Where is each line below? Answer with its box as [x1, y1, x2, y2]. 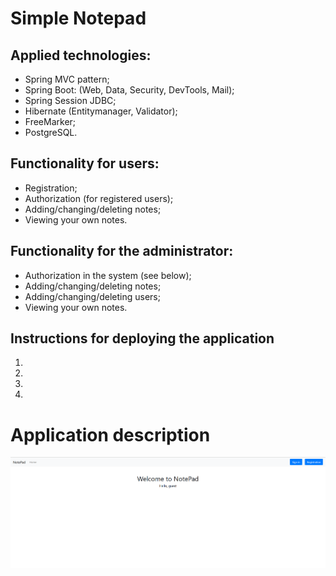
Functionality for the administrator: [10, 243, 234, 260]
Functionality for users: [10, 155, 160, 172]
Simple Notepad [10, 7, 147, 30]
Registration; [24, 182, 78, 194]
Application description [10, 423, 211, 446]
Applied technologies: [10, 47, 152, 64]
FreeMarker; [24, 116, 77, 127]
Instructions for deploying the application [10, 330, 275, 347]
